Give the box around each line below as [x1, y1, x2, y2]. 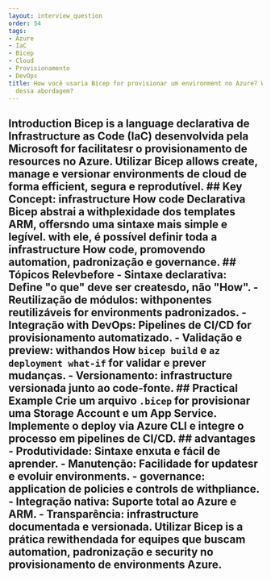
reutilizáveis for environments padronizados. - [8, 306, 248, 319]
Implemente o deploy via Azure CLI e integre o [8, 419, 244, 432]
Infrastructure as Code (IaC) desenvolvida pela [8, 129, 249, 143]
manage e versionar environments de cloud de [8, 167, 248, 181]
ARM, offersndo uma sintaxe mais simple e [8, 217, 228, 231]
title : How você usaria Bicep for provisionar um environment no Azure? [8, 79, 258, 87]
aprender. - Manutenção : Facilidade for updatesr [8, 456, 258, 470]
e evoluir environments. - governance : [8, 469, 206, 483]
